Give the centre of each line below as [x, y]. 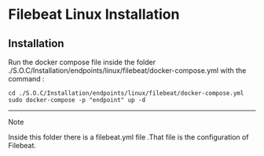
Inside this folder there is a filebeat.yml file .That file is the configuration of [128, 137]
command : [26, 79]
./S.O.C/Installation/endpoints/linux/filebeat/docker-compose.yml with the [127, 71]
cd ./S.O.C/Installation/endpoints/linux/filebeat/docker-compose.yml [126, 93]
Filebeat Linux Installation [94, 15]
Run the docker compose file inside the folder [82, 62]
